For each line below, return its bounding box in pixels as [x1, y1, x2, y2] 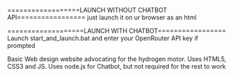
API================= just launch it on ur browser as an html [7, 13, 197, 22]
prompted [7, 42, 36, 49]
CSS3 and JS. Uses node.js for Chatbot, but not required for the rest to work [7, 62, 226, 70]
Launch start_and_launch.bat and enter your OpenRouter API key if [7, 34, 198, 42]
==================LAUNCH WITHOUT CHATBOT [7, 6, 168, 14]
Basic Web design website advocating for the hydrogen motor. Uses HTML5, [7, 55, 227, 63]
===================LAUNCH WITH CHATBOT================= [7, 27, 227, 35]
